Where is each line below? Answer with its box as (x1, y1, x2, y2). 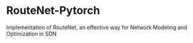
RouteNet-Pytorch (6, 4, 100, 18)
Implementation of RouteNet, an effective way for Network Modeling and (6, 24, 188, 31)
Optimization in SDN (6, 30, 57, 37)
